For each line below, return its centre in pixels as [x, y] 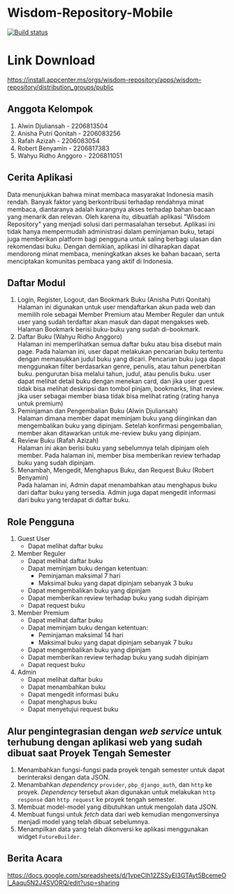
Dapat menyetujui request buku [73, 709]
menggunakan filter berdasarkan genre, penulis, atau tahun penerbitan [119, 366]
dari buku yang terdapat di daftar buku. [74, 500]
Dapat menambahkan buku [67, 687]
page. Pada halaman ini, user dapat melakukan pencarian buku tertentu [120, 352]
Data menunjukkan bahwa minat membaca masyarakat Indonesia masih [110, 194]
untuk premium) [40, 403]
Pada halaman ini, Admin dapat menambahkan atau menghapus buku [117, 485]
